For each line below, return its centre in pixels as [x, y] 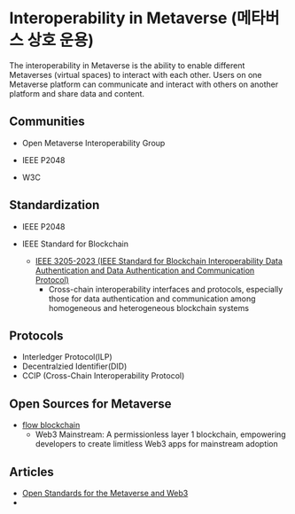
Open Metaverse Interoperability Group [93, 143]
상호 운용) [61, 40]
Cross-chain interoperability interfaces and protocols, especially [166, 289]
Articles [32, 472]
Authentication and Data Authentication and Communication [145, 270]
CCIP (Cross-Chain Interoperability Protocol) [103, 376]
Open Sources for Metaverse [90, 404]
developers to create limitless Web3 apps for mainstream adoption [157, 444]
